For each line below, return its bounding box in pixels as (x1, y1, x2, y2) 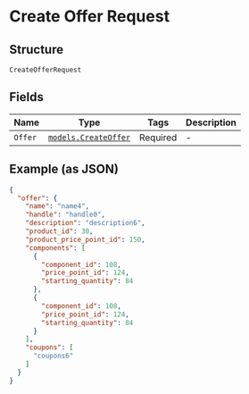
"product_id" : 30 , (25, 227, 94, 236)
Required (138, 131, 178, 144)
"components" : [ (25, 243, 87, 252)
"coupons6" (32, 351, 74, 361)
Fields (9, 89, 45, 105)
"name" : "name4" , (25, 202, 90, 211)
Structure (9, 42, 64, 57)
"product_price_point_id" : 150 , (25, 235, 145, 244)
